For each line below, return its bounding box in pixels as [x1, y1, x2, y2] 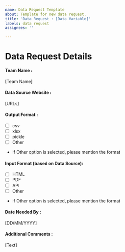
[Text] [5, 242, 17, 248]
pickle [12, 134, 25, 140]
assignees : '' [5, 26, 34, 30]
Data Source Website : [5, 89, 51, 96]
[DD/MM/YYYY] [5, 220, 37, 226]
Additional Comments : [5, 231, 53, 237]
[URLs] [5, 100, 19, 106]
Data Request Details [5, 51, 92, 62]
